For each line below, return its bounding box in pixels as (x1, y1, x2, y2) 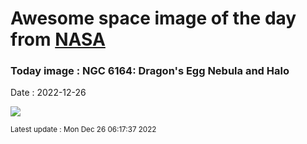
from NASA (10, 28, 106, 51)
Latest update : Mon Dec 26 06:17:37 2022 (10, 125, 157, 135)
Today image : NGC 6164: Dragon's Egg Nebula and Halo (10, 64, 290, 78)
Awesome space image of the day (10, 7, 297, 30)
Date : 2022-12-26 (10, 87, 87, 99)
